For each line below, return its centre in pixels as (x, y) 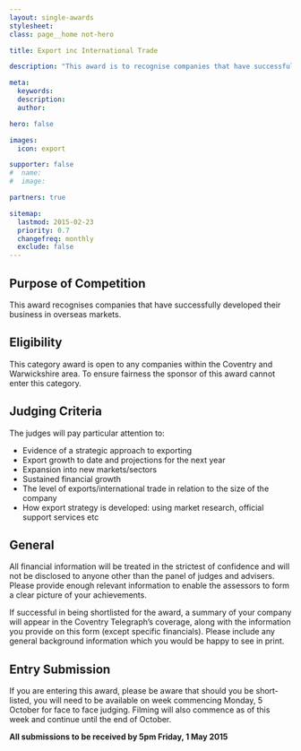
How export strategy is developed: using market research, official (143, 507)
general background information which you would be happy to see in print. (147, 641)
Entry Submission (60, 669)
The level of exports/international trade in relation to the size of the (146, 488)
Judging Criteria (56, 412)
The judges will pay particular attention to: (87, 433)
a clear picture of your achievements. (78, 595)
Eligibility (36, 343)
